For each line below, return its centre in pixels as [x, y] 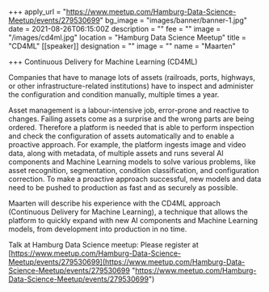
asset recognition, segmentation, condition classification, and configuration [134, 170]
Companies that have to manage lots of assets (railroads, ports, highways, [132, 77]
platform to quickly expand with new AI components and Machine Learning [133, 220]
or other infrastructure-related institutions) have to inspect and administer [131, 86]
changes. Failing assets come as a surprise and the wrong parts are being [131, 119]
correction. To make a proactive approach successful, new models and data [135, 179]
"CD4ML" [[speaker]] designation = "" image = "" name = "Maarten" [122, 46]
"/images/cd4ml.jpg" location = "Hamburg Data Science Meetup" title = [127, 37]
